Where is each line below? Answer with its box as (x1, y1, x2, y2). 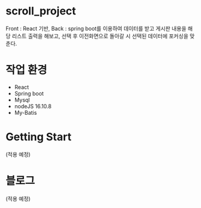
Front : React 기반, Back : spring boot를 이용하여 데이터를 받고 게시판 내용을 (5, 25, 187, 32)
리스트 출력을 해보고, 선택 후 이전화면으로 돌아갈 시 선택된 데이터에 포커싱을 (11, 32, 189, 40)
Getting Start (5, 130, 72, 144)
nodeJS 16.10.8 (14, 102, 52, 109)
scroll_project (5, 4, 76, 18)
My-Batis (14, 109, 37, 116)
